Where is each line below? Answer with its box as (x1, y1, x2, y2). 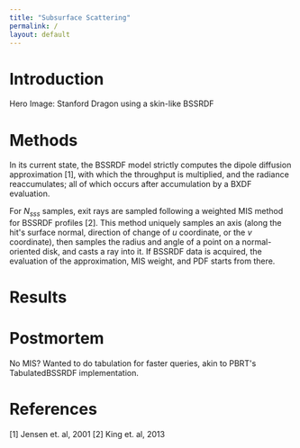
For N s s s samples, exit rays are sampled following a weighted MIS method (9, 206, 284, 219)
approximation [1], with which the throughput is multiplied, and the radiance (9, 169, 290, 180)
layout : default (9, 30, 70, 39)
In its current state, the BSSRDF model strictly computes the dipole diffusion (9, 159, 292, 171)
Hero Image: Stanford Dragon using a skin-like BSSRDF (9, 98, 214, 109)
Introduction (9, 68, 105, 89)
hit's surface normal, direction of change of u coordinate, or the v (9, 227, 252, 238)
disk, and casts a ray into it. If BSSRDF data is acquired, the (41, 246, 263, 257)
